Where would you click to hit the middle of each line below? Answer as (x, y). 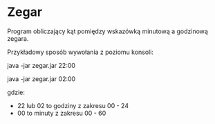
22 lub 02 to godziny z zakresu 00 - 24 (73, 105)
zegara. (18, 38)
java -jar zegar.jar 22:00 (41, 65)
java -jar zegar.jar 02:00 (41, 79)
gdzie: (16, 92)
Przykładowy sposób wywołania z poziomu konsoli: (81, 52)
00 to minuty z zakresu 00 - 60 (62, 113)
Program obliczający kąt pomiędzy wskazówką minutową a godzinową (108, 31)
